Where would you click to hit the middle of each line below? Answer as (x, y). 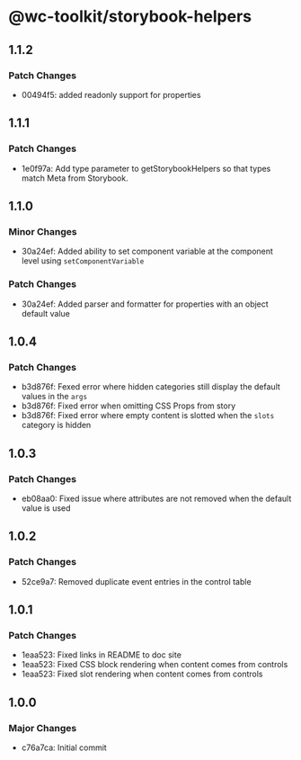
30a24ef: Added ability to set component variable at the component (147, 251)
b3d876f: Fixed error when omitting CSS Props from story (128, 406)
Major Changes (43, 728)
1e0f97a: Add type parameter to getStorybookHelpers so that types (146, 168)
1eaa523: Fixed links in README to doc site (101, 655)
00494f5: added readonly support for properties (111, 94)
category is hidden (56, 425)
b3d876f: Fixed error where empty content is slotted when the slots (148, 416)
